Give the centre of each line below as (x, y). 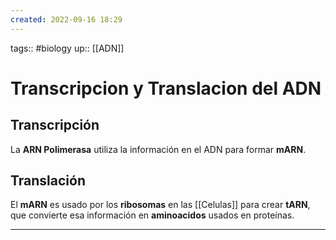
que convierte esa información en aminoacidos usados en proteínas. (152, 215)
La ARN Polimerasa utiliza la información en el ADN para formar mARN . (158, 149)
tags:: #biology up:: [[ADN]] (67, 48)
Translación (48, 181)
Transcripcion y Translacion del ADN (166, 88)
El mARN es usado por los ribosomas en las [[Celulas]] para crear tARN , (160, 205)
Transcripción (55, 125)
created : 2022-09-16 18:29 (66, 19)
